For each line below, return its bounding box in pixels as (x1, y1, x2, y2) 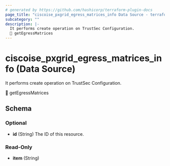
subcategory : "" (5, 17, 39, 22)
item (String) (12, 155, 39, 161)
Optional (5, 120, 27, 127)
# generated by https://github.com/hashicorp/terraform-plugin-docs (5, 7, 153, 13)
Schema (5, 104, 32, 113)
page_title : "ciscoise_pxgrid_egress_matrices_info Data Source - (5, 12, 148, 17)
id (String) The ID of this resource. (12, 131, 84, 137)
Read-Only (5, 143, 33, 150)
